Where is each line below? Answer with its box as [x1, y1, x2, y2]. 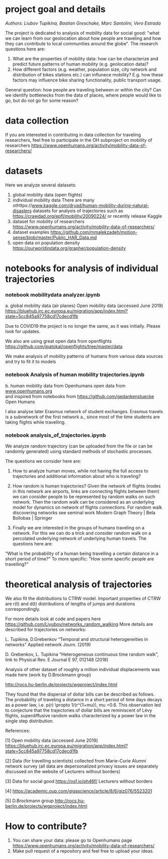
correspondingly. [5, 606, 41, 612]
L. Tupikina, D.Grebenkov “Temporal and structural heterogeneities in [5, 636, 148, 642]
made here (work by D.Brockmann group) [5, 672, 92, 678]
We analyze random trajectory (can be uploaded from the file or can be [5, 443, 153, 449]
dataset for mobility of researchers [12, 218, 85, 224]
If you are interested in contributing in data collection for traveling [5, 132, 141, 138]
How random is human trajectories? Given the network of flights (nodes [12, 483, 161, 489]
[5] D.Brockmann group [5, 798, 54, 804]
